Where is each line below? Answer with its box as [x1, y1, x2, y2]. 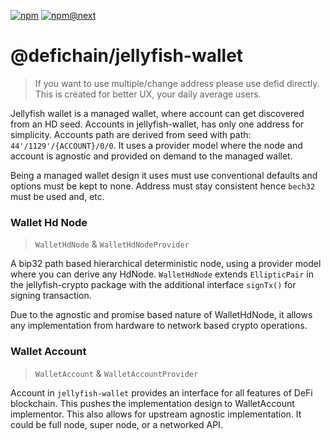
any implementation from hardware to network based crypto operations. [10, 320, 308, 332]
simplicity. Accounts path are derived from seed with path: [10, 128, 252, 140]
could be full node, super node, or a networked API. [10, 418, 223, 430]
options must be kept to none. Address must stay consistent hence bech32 [10, 180, 316, 192]
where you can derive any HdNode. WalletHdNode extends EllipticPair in [10, 268, 314, 280]
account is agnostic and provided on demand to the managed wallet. [10, 150, 293, 162]
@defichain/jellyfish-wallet [10, 45, 244, 67]
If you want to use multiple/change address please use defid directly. [34, 77, 320, 89]
